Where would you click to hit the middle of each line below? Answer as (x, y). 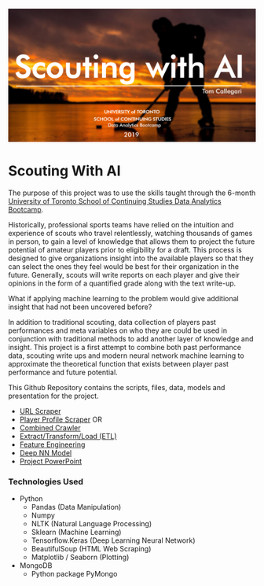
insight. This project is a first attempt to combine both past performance (125, 347)
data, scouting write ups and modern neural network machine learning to (126, 356)
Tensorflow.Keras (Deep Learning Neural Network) (113, 540)
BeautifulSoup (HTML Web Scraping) (91, 548)
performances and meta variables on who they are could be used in (118, 330)
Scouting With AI (64, 171)
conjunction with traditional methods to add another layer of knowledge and (131, 338)
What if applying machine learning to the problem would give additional (123, 298)
